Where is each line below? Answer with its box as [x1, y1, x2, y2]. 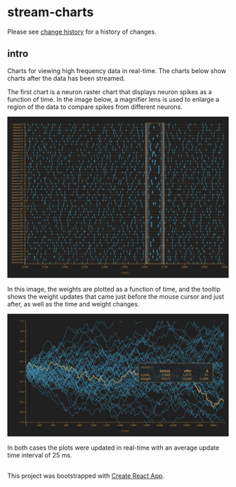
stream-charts [7, 4, 94, 20]
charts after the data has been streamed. [7, 74, 126, 82]
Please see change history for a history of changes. [7, 27, 157, 36]
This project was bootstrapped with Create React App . [7, 472, 165, 480]
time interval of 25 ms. [7, 451, 72, 460]
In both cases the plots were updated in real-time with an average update [7, 443, 220, 452]
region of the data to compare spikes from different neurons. [7, 103, 183, 111]
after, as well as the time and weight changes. [7, 300, 140, 309]
